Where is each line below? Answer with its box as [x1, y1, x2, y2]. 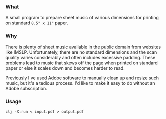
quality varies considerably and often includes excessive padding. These [5, 54, 156, 60]
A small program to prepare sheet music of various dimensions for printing [5, 15, 159, 21]
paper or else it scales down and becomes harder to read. [5, 65, 125, 71]
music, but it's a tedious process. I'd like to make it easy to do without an [5, 80, 155, 86]
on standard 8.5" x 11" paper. [5, 20, 69, 26]
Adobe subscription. [5, 85, 47, 91]
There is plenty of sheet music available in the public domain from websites [5, 44, 161, 50]
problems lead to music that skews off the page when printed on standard [5, 60, 158, 66]
